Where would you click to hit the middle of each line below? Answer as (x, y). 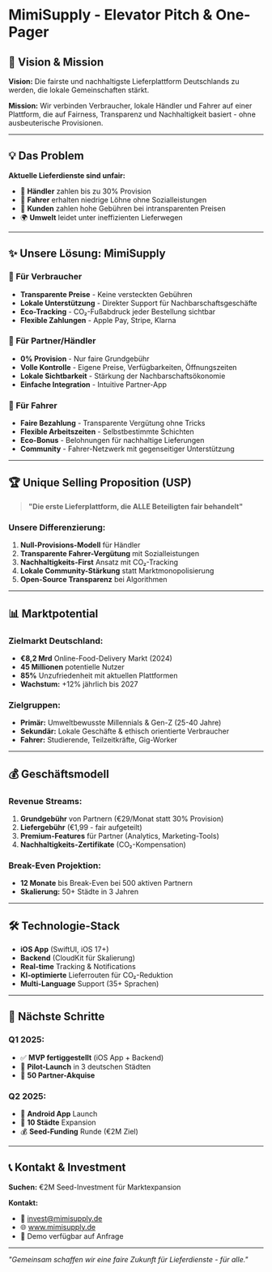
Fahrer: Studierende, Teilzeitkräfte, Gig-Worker (99, 740)
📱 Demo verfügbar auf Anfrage (72, 1236)
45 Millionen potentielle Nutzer (72, 666)
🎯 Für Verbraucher (45, 277)
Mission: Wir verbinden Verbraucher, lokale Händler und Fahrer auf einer (130, 106)
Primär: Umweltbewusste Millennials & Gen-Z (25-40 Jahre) (121, 723)
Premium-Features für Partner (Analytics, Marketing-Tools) (120, 836)
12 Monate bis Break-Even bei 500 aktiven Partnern (106, 883)
